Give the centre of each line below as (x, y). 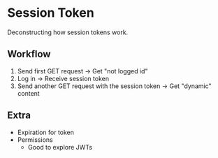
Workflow (29, 54)
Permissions (35, 139)
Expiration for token (46, 132)
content (28, 93)
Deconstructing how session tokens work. (68, 32)
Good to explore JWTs (60, 147)
